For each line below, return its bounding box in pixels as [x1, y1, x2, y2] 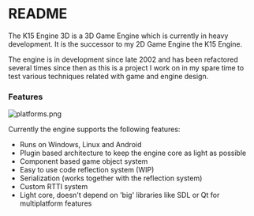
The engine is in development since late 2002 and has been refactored [8, 55, 238, 64]
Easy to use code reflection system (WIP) [19, 165, 155, 175]
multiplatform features [19, 199, 92, 208]
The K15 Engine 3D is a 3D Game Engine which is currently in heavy [8, 31, 229, 40]
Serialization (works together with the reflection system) [19, 173, 203, 183]
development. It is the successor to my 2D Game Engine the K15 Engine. [8, 39, 243, 48]
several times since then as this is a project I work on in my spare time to [8, 63, 245, 72]
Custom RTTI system [19, 182, 88, 191]
